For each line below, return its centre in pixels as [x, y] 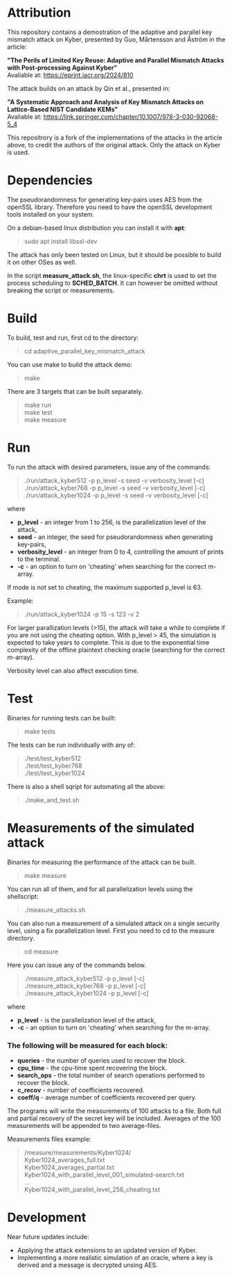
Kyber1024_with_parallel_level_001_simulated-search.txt [104, 1175]
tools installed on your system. [51, 214]
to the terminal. [39, 559]
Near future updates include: [48, 1236]
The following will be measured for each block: [88, 1045]
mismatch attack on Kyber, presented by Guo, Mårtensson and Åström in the [116, 39]
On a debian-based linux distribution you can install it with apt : [97, 228]
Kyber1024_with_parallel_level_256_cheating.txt [92, 1189]
